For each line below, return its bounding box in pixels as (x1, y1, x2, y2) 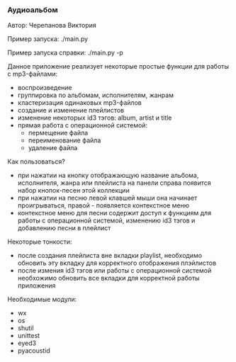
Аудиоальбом (7, 5, 58, 15)
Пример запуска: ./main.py (7, 35, 89, 43)
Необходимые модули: (7, 295, 77, 304)
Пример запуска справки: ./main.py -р (7, 48, 124, 57)
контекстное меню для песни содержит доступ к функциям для (17, 209, 211, 217)
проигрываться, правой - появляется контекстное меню (17, 201, 190, 210)
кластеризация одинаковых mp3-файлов (17, 98, 142, 107)
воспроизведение (17, 84, 72, 92)
